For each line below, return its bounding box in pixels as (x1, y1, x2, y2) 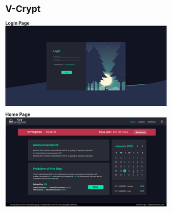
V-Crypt (5, 3, 41, 15)
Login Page (5, 20, 30, 26)
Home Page (5, 111, 31, 117)
